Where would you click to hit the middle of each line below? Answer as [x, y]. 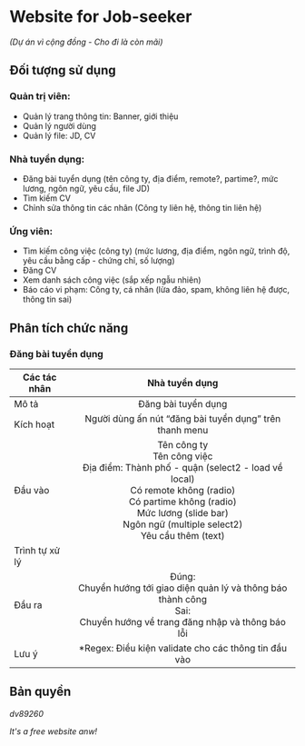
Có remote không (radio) [183, 490]
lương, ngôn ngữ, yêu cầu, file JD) [86, 188]
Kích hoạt [34, 424]
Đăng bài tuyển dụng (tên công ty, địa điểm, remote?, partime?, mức [150, 178]
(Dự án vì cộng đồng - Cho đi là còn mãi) [86, 42]
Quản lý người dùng [59, 125]
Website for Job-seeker [101, 17]
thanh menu [183, 430]
